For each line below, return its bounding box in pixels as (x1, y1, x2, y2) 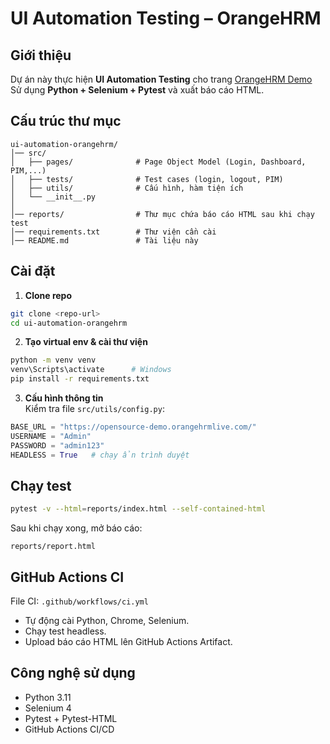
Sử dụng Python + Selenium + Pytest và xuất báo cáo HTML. (10, 84, 265, 96)
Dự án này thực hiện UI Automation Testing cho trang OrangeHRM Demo (10, 73, 313, 85)
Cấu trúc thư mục (10, 113, 122, 130)
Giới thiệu (10, 47, 72, 64)
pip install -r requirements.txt (10, 374, 150, 384)
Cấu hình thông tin (24, 392, 104, 404)
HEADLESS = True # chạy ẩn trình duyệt (10, 450, 190, 460)
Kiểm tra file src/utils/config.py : (24, 403, 165, 414)
